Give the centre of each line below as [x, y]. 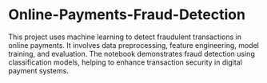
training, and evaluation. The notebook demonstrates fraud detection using [132, 53]
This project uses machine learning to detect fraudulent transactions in [125, 37]
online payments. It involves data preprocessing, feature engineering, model [134, 45]
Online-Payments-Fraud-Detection [127, 15]
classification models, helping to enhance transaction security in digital [125, 62]
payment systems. [39, 70]
